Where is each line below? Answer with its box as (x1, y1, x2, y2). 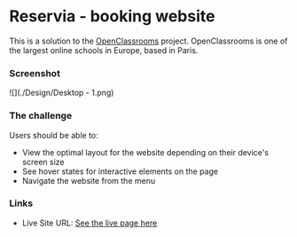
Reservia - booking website (9, 6, 215, 27)
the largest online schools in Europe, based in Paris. (9, 44, 199, 55)
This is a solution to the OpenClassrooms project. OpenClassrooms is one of (9, 36, 288, 46)
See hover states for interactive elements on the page (21, 166, 219, 177)
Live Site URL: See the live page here (21, 217, 158, 228)
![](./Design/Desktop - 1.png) (9, 87, 114, 99)
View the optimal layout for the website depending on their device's (21, 146, 269, 157)
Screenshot (9, 67, 60, 79)
